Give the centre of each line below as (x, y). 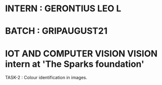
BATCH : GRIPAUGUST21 (56, 31)
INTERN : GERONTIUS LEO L (63, 9)
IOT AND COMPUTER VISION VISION (81, 53)
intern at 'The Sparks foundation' (75, 64)
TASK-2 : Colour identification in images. (46, 78)
